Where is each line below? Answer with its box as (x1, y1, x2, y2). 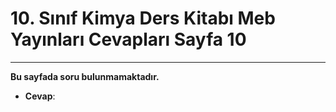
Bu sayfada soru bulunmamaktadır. (10, 70, 160, 82)
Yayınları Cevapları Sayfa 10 (10, 28, 247, 51)
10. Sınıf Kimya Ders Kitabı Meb (10, 7, 276, 30)
